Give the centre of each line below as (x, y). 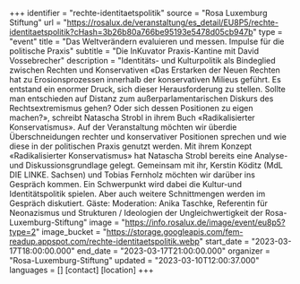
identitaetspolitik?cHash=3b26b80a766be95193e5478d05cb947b (131, 32)
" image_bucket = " (71, 232)
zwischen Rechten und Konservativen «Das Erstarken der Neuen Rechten (145, 70)
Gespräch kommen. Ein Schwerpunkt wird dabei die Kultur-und (125, 184)
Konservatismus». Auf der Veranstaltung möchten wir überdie (123, 127)
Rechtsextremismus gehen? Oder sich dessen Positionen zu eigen (131, 108)
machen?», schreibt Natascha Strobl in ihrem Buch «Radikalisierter (132, 117)
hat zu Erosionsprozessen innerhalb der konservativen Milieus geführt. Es (146, 79)
